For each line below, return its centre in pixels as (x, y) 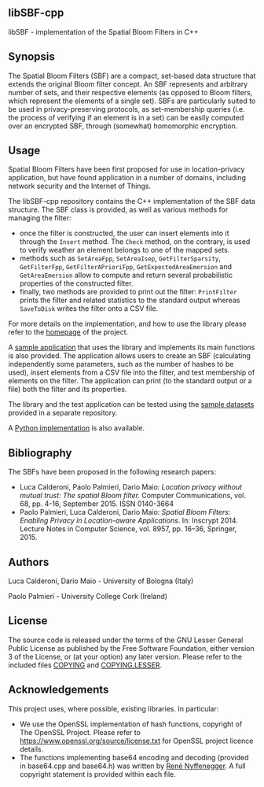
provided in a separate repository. (63, 413)
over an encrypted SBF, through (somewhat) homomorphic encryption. (123, 126)
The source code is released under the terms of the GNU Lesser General (126, 640)
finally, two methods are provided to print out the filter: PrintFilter (128, 292)
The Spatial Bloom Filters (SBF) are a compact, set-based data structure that (132, 76)
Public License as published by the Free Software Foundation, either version (131, 648)
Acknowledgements (59, 690)
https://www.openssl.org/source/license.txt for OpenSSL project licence (136, 741)
